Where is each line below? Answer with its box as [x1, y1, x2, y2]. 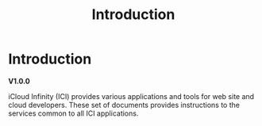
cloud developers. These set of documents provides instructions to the [8, 100, 241, 109]
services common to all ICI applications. [8, 109, 139, 118]
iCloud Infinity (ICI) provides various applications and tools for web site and [8, 91, 255, 101]
